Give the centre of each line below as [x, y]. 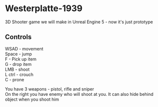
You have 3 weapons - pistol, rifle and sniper [50, 89]
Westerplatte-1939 [44, 8]
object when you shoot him [32, 99]
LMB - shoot [17, 69]
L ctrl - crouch [19, 74]
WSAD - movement [24, 48]
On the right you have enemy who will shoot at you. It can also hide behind [79, 94]
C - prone [14, 79]
